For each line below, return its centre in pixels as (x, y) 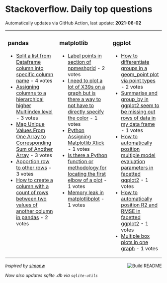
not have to (81, 105)
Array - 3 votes (34, 155)
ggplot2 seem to (140, 105)
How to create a (35, 180)
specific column (35, 74)
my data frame (138, 124)
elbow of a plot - (87, 180)
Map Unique (30, 124)
